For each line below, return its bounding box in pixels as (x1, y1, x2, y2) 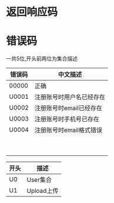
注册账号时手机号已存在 (34, 115, 100, 124)
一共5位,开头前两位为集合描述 (6, 55, 78, 62)
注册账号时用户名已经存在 (34, 93, 106, 101)
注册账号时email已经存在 (34, 104, 103, 112)
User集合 (26, 176, 52, 184)
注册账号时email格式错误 (34, 126, 103, 134)
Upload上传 (26, 187, 59, 195)
